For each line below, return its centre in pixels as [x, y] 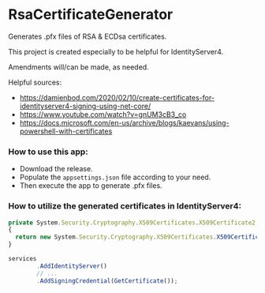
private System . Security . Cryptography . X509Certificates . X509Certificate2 [132, 223]
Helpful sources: [35, 82]
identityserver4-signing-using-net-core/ [85, 106]
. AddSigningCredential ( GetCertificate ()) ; [107, 281]
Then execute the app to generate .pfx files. [91, 186]
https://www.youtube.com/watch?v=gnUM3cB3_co [103, 114]
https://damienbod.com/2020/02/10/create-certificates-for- [117, 97]
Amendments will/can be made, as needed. [78, 67]
